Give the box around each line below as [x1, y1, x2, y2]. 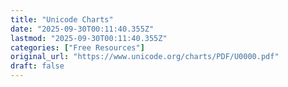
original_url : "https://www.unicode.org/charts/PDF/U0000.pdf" [10, 52, 280, 62]
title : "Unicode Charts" [10, 14, 114, 25]
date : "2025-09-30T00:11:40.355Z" [10, 24, 155, 34]
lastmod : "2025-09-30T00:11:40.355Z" [10, 33, 168, 43]
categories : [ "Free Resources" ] [10, 42, 145, 53]
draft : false [10, 61, 65, 71]
